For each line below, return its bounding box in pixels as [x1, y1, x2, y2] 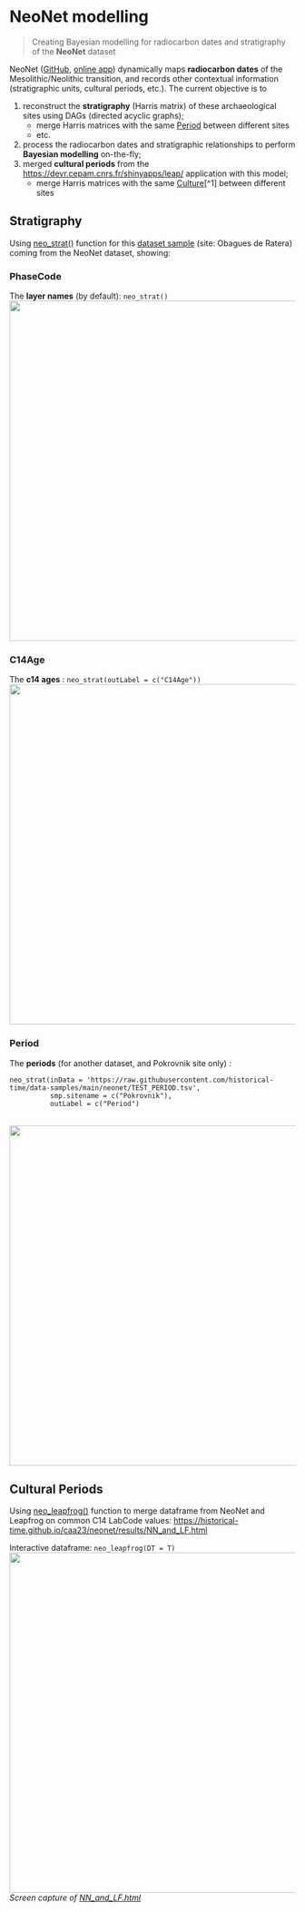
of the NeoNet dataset [31, 45, 116, 56]
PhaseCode [9, 270, 62, 282]
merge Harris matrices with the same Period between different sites [35, 120, 290, 131]
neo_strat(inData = [9, 1075, 84, 1084]
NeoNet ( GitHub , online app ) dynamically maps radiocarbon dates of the [9, 64, 283, 74]
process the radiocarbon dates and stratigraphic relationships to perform [22, 139, 296, 150]
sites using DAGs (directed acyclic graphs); [22, 110, 184, 121]
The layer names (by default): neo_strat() [9, 290, 169, 301]
